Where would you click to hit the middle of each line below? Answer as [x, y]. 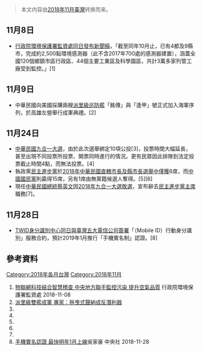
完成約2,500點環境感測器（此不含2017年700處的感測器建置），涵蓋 [108, 53]
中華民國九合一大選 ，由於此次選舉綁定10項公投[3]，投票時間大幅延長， [103, 149]
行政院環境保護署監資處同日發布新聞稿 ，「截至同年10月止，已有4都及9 [101, 46]
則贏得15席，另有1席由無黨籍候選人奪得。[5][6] [94, 179]
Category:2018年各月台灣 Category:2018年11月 [64, 275]
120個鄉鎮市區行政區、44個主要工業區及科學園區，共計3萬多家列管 [103, 61]
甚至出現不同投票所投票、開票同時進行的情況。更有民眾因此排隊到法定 [102, 157]
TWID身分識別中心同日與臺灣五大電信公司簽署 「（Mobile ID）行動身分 [101, 231]
